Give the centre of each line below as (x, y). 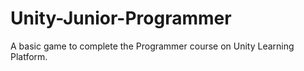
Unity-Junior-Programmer (121, 18)
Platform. (29, 56)
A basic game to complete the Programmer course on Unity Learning (152, 46)
